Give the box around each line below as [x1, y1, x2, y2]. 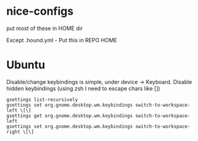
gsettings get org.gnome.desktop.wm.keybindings [6, 112, 133, 119]
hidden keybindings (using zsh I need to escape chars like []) [6, 85, 161, 92]
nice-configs [6, 4, 74, 18]
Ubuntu [6, 58, 45, 72]
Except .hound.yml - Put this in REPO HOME [6, 36, 118, 44]
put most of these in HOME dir [6, 25, 83, 32]
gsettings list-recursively [6, 96, 78, 102]
